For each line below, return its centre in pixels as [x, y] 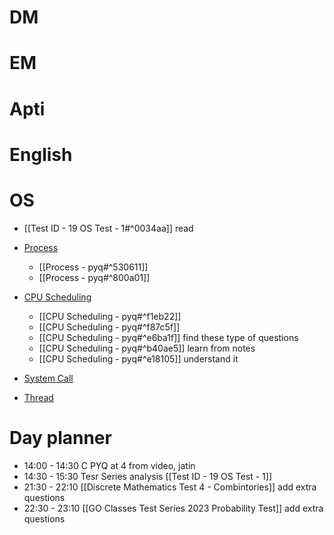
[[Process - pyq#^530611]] [93, 267]
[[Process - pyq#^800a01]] [94, 277]
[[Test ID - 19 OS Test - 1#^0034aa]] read [108, 228]
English [41, 154]
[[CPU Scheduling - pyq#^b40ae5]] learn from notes [147, 348]
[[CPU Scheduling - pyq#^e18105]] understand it [138, 358]
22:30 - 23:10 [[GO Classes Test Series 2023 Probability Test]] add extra [173, 508]
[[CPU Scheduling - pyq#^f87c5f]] [109, 327]
